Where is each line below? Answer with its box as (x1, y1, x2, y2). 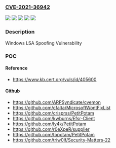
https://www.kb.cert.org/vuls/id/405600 (12, 76, 97, 82)
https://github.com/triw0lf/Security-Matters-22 (12, 137, 110, 143)
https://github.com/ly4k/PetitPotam (12, 121, 87, 127)
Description (5, 28, 35, 35)
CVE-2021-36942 (5, 4, 50, 11)
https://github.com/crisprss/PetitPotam (12, 110, 95, 116)
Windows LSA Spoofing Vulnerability (5, 40, 82, 46)
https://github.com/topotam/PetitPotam (12, 131, 95, 137)
